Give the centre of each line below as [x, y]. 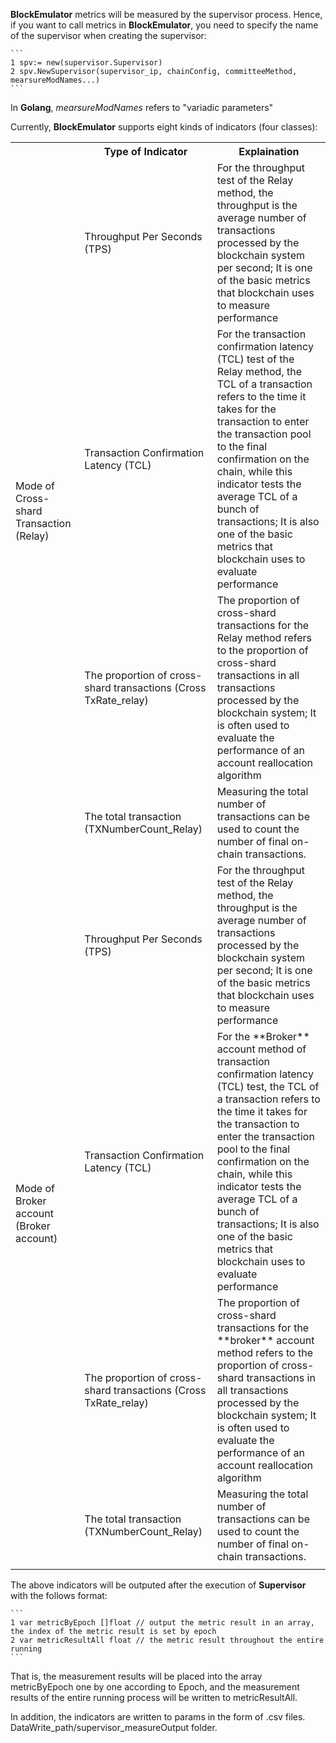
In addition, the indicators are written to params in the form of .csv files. [158, 1717]
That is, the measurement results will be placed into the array [136, 1676]
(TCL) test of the [255, 359]
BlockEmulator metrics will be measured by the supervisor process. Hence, [166, 14]
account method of [261, 1049]
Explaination [269, 151]
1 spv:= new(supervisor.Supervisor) [86, 63]
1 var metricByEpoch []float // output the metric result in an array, [162, 1623]
